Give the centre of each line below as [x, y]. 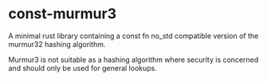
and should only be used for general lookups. [82, 67]
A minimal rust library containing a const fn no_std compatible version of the [133, 36]
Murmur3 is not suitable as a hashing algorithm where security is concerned [133, 60]
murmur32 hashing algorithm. [57, 44]
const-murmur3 [63, 14]
